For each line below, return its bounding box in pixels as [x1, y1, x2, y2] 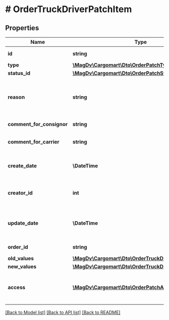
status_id [8, 70, 31, 77]
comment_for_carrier [8, 139, 59, 145]
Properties [5, 24, 39, 32]
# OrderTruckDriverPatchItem [5, 4, 132, 15]
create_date [8, 162, 37, 169]
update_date [8, 220, 39, 226]
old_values [8, 255, 34, 262]
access [8, 284, 26, 291]
